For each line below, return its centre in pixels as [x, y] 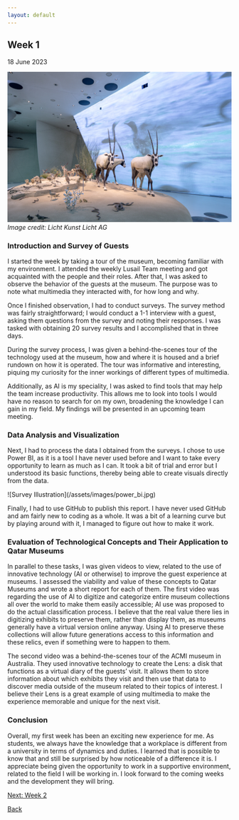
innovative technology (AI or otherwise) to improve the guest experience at [117, 574]
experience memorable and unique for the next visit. [84, 702]
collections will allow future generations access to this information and [111, 634]
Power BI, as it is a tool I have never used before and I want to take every [114, 458]
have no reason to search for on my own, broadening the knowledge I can [116, 401]
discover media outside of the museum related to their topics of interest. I [115, 687]
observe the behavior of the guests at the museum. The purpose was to [113, 284]
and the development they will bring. [61, 781]
